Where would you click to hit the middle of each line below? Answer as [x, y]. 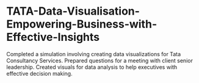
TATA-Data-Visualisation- [73, 11]
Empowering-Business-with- [82, 24]
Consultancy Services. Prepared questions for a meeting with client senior [100, 60]
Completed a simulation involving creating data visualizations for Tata [94, 54]
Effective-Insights [53, 37]
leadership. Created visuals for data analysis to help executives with [92, 67]
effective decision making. [39, 73]
